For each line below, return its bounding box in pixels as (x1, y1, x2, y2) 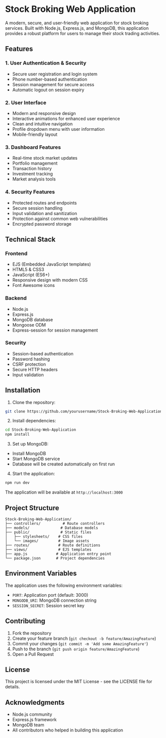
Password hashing (12, 356, 50, 362)
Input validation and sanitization (12, 210, 78, 216)
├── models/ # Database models (5, 525, 98, 530)
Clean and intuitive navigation (12, 120, 73, 127)
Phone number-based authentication (12, 76, 87, 82)
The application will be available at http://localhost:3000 (5, 489, 123, 495)
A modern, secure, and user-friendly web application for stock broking (5, 20, 149, 26)
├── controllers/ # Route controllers (5, 521, 105, 526)
